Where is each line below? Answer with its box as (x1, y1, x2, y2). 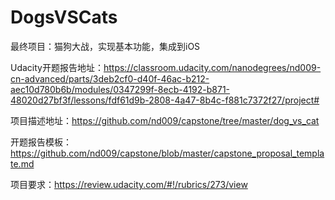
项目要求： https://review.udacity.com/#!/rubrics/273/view (10, 178, 248, 190)
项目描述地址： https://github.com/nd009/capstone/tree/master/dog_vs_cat (10, 114, 320, 126)
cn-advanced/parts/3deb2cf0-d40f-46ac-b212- (10, 72, 210, 85)
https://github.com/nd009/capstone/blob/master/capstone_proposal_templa (10, 147, 325, 159)
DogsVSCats (10, 6, 118, 29)
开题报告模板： (10, 136, 72, 148)
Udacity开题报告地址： (10, 61, 104, 73)
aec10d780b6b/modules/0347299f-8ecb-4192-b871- (10, 83, 231, 95)
